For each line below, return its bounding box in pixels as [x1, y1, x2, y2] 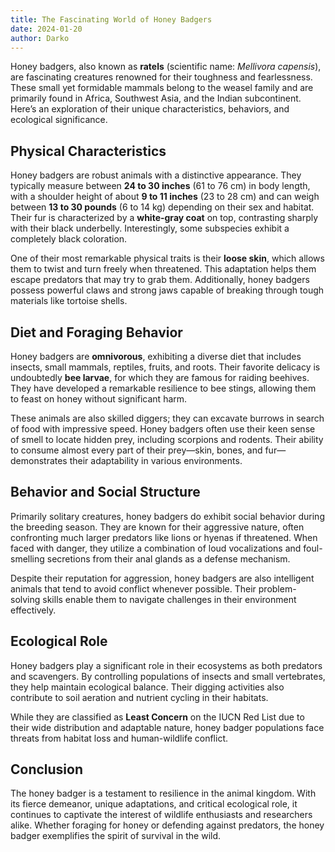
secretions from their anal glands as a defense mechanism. [46, 552, 291, 565]
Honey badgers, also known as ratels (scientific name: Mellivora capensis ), [10, 61, 322, 73]
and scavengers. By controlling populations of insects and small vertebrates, [10, 670, 326, 682]
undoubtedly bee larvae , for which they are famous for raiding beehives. [10, 372, 310, 383]
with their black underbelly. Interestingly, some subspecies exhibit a [10, 222, 290, 235]
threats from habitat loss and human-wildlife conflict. [10, 732, 229, 744]
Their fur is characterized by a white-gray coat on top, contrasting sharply [10, 212, 319, 224]
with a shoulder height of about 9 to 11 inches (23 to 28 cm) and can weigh [10, 191, 320, 203]
